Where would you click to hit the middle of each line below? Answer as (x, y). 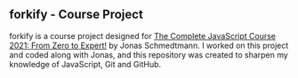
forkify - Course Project (77, 15)
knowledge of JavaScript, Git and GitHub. (85, 64)
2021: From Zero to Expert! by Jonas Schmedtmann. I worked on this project (149, 45)
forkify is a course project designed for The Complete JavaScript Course (143, 35)
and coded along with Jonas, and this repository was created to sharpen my (149, 55)
